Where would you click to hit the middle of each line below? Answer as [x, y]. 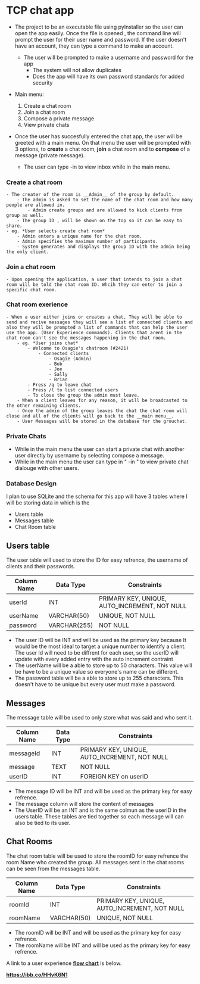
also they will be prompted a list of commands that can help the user [97, 327]
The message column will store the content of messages [84, 804]
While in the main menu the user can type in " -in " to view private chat [101, 462]
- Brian [58, 379]
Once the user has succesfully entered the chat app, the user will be [99, 136]
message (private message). [50, 155]
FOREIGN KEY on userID [114, 777]
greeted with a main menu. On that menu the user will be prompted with [103, 142]
